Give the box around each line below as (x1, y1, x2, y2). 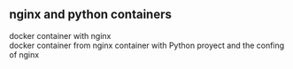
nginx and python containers (9, 7, 173, 22)
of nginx (9, 49, 40, 60)
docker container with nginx (9, 30, 112, 41)
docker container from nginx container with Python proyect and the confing (9, 40, 285, 50)
